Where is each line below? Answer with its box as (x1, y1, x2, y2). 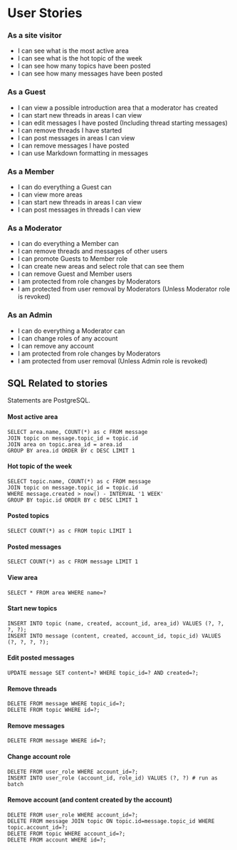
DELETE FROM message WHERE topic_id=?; (7, 700, 126, 708)
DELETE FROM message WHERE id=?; (7, 737, 107, 745)
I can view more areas (17, 190, 83, 199)
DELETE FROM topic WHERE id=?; (7, 707, 100, 714)
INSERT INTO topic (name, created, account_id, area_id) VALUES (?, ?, (7, 620, 224, 627)
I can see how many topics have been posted (17, 62, 151, 71)
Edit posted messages (7, 653, 75, 662)
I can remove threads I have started (17, 126, 122, 135)
